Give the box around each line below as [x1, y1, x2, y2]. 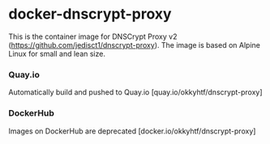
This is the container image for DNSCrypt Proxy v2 [8, 32, 178, 41]
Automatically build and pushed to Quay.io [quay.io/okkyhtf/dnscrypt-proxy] [8, 87, 263, 97]
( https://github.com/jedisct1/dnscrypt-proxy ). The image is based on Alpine [8, 40, 261, 49]
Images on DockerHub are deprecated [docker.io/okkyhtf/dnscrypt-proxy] [8, 126, 256, 136]
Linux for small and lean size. [8, 49, 105, 58]
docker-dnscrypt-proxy [8, 5, 172, 23]
